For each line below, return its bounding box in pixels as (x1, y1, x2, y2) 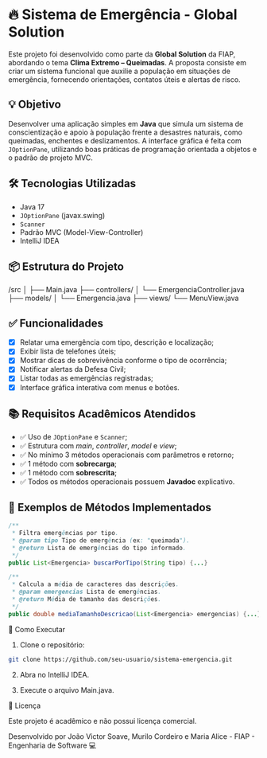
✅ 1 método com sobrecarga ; (19, 459, 118, 469)
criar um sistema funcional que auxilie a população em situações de (8, 66, 230, 76)
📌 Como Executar (8, 624, 66, 634)
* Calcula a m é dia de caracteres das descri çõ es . (11, 580, 180, 588)
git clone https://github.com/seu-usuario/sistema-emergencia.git (8, 655, 233, 663)
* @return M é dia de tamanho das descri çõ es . (11, 596, 161, 604)
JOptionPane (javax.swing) (19, 210, 106, 220)
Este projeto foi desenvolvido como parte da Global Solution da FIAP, (8, 49, 236, 59)
